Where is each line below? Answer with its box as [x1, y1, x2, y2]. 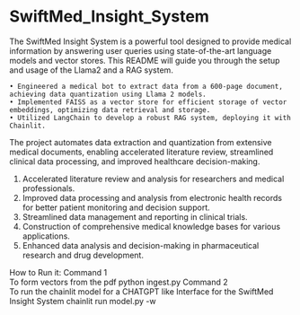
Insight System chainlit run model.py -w [9, 295, 156, 306]
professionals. [22, 182, 75, 194]
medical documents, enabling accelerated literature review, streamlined [9, 146, 274, 157]
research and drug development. [22, 249, 144, 260]
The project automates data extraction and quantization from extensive [9, 136, 272, 147]
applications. [22, 231, 70, 241]
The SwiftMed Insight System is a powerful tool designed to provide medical [9, 36, 292, 47]
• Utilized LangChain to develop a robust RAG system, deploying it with [9, 113, 292, 122]
